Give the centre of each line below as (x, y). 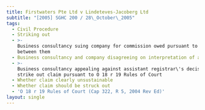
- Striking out (31, 35)
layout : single (26, 97)
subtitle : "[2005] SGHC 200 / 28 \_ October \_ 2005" (71, 18)
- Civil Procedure (35, 29)
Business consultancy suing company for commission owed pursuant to (108, 46)
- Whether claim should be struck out (61, 86)
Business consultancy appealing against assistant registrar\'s (101, 69)
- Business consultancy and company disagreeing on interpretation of (103, 57)
